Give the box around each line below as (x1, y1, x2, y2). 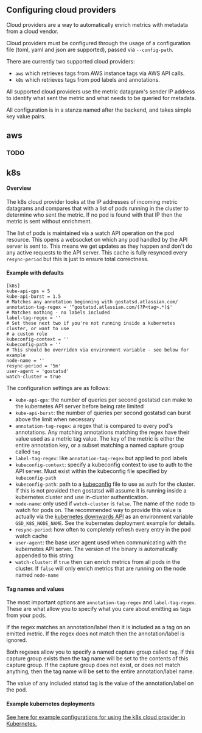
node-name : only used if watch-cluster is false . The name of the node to (15, 500, 195, 507)
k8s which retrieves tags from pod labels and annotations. (15, 76, 160, 83)
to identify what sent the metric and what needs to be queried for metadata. (6, 94, 197, 101)
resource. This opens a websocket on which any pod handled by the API (6, 236, 188, 243)
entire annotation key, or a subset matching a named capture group (15, 441, 184, 449)
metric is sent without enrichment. (6, 217, 92, 225)
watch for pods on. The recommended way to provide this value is (15, 506, 182, 513)
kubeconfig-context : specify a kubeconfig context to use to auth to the (15, 461, 193, 468)
